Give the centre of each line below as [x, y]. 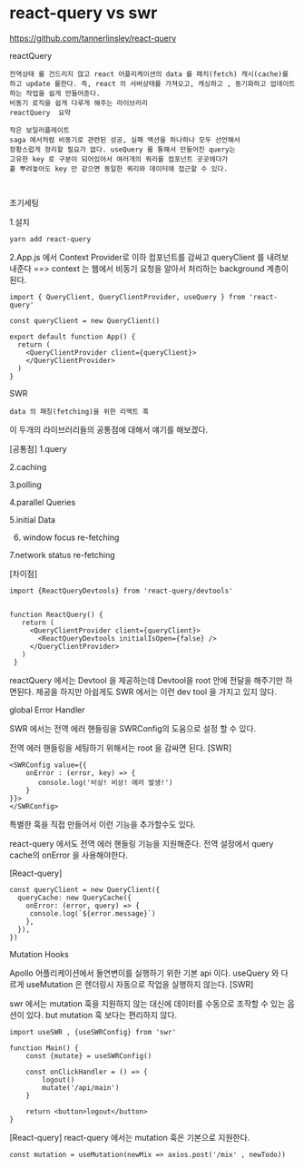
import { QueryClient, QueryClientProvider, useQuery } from [127, 297]
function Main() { [44, 1048]
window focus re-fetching [71, 537]
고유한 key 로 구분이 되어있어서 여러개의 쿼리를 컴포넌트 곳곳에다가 [119, 159]
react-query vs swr [83, 13]
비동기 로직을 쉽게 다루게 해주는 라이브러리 [78, 103]
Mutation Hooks [39, 954]
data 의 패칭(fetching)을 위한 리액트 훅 [79, 411]
